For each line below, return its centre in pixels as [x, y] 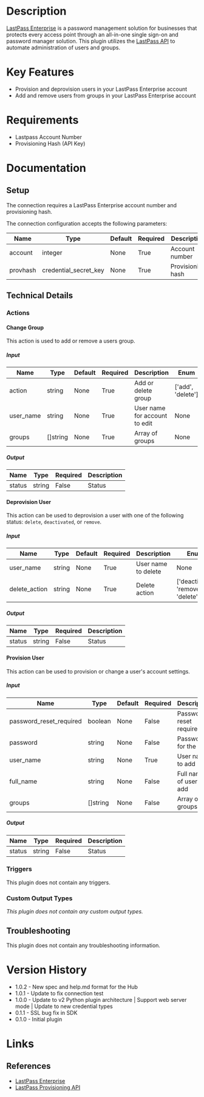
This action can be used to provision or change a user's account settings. [98, 671]
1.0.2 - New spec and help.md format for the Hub [76, 987]
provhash [23, 270]
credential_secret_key [73, 270]
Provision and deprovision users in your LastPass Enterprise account [101, 89]
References [29, 1066]
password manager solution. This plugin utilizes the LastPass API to [91, 41]
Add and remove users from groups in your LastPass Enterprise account [105, 95]
